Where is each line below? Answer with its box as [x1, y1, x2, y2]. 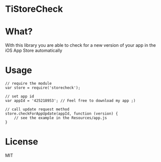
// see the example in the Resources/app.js [14, 116, 107, 121]
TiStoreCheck [5, 3, 63, 15]
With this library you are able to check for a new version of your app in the [5, 42, 157, 48]
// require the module [5, 81, 52, 86]
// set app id [5, 94, 35, 99]
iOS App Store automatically [5, 48, 63, 54]
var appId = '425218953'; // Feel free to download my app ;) [5, 98, 136, 103]
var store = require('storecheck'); [5, 85, 80, 91]
